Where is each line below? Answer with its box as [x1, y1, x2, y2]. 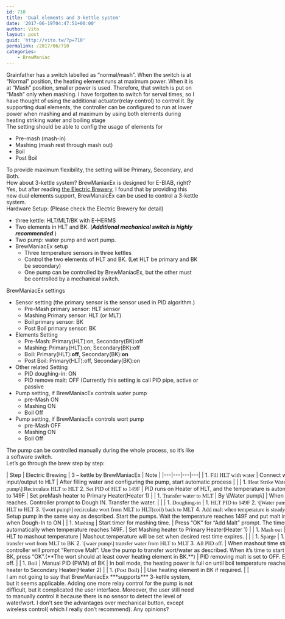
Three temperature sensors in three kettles [24, 249, 132, 256]
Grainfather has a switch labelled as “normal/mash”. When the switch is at [6, 71, 192, 78]
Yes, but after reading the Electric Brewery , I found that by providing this [6, 185, 188, 193]
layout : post [6, 32, 40, 38]
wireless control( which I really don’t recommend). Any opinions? [6, 605, 169, 613]
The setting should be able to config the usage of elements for [6, 123, 163, 130]
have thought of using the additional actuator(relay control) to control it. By [6, 97, 194, 104]
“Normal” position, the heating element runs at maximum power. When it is [6, 77, 194, 85]
